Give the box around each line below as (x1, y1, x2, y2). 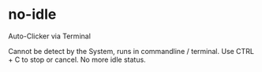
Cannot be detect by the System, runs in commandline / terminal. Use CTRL (8, 46, 255, 56)
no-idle (8, 5, 57, 23)
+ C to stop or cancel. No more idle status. (8, 55, 146, 64)
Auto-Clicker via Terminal (8, 31, 91, 41)
